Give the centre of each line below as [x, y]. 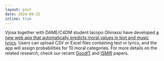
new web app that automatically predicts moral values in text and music [77, 38]
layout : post [18, 10]
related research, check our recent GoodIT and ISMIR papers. [67, 53]
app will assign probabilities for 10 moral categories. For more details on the [81, 48]
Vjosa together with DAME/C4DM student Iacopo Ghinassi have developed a [82, 33]
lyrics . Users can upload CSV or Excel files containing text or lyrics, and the [81, 43]
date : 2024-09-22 [23, 14]
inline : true [18, 19]
